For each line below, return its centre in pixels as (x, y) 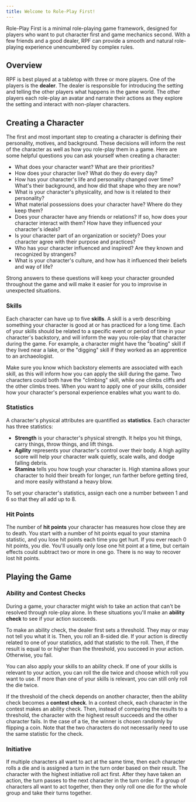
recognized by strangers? (45, 254)
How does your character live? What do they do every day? (86, 173)
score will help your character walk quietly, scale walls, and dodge (94, 456)
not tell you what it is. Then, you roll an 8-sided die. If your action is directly (97, 636)
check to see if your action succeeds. (52, 618)
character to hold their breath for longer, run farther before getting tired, (101, 475)
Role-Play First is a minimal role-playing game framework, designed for (92, 28)
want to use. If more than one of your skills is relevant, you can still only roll (97, 679)
